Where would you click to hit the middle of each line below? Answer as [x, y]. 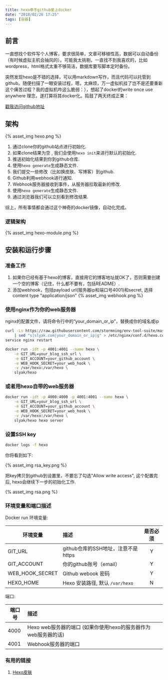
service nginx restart [29, 340]
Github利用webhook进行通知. [43, 178]
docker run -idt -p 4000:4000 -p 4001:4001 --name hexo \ [67, 397]
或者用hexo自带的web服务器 [39, 386]
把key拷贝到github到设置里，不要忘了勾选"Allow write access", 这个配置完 [82, 475]
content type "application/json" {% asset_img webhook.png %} [78, 295]
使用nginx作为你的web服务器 [40, 309]
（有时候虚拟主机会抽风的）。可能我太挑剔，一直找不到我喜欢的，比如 [76, 60]
